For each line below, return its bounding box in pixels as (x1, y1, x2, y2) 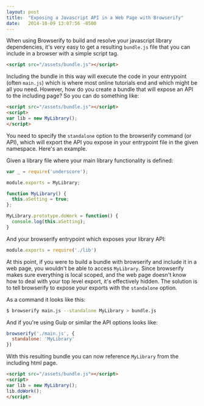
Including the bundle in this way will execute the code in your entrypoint (6, 73, 187, 80)
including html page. (6, 359, 58, 366)
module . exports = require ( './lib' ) (6, 247, 97, 253)
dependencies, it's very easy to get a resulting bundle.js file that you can (6, 43, 191, 51)
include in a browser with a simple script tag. (6, 50, 119, 57)
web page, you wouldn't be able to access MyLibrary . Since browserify (6, 265, 185, 272)
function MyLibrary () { (6, 190, 67, 197)
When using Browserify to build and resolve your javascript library (6, 37, 172, 45)
